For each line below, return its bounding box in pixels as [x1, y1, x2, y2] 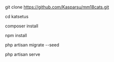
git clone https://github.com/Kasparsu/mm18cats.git [5, 4, 110, 10]
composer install [5, 23, 38, 29]
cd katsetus [5, 14, 29, 19]
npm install [5, 33, 27, 38]
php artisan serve [5, 51, 40, 57]
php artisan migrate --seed [5, 42, 59, 48]
